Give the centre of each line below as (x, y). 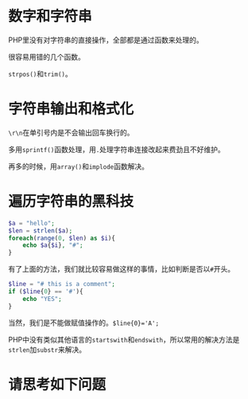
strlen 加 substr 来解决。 (47, 349)
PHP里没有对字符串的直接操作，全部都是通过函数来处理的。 (106, 40)
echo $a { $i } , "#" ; (53, 245)
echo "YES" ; (42, 299)
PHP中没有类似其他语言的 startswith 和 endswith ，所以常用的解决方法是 (124, 339)
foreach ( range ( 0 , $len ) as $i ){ (62, 238)
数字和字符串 (50, 16)
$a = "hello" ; (32, 223)
